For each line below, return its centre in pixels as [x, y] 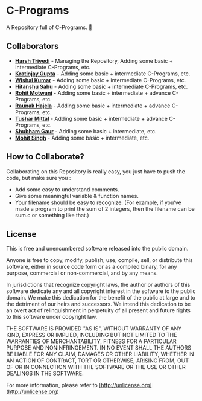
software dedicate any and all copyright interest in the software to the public [101, 291]
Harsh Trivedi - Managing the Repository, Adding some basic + [94, 60]
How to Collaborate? [45, 157]
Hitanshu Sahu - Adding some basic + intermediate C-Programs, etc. [101, 86]
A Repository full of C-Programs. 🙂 [49, 27]
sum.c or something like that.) [52, 215]
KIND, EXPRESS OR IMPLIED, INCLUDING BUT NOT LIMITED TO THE [92, 335]
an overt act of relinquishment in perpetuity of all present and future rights [99, 310]
